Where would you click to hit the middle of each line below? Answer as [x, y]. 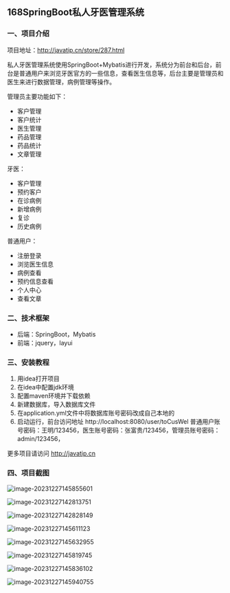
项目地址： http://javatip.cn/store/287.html [66, 50]
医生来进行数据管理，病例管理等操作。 [61, 82]
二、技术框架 [28, 318]
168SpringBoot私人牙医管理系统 [76, 12]
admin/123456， [41, 439]
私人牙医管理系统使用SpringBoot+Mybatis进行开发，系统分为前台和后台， [112, 65]
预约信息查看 [35, 281]
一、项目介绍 [28, 34]
